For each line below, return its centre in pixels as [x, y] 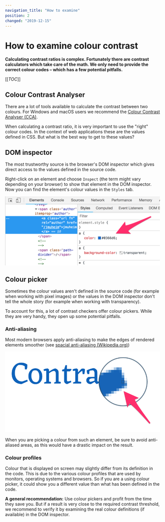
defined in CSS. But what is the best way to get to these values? [70, 137]
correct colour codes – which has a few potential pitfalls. [64, 70]
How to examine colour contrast [72, 45]
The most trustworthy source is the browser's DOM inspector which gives [80, 164]
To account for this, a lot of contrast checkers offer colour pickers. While [79, 311]
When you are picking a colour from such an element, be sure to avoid [76, 440]
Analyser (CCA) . [21, 117]
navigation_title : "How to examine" [42, 10]
